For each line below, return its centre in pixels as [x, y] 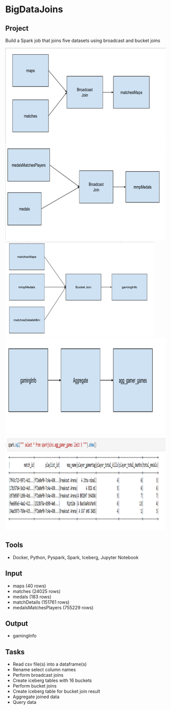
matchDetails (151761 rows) [41, 602]
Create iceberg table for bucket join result [56, 692]
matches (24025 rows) [37, 591]
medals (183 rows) [32, 597]
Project [17, 28]
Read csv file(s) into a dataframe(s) [50, 664]
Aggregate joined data [36, 697]
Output [17, 624]
